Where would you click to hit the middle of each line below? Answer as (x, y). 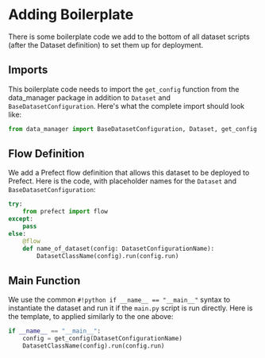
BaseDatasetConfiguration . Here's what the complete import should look (126, 106)
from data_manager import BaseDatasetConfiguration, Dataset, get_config (133, 129)
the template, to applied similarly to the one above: (91, 317)
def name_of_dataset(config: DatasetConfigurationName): (119, 248)
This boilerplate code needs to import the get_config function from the (124, 89)
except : (21, 219)
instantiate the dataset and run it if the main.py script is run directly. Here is (131, 308)
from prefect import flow (65, 212)
